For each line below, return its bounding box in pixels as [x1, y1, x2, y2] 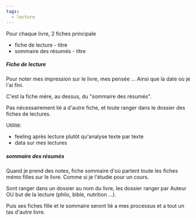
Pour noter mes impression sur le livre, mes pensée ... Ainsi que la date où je [6, 75, 191, 82]
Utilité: [6, 122, 22, 129]
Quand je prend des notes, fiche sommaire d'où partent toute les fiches [6, 167, 178, 174]
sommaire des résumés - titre [14, 47, 86, 54]
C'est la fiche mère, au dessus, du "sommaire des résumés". [6, 93, 152, 100]
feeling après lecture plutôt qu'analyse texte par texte [14, 133, 144, 140]
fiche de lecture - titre [14, 41, 68, 48]
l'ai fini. [6, 82, 24, 89]
